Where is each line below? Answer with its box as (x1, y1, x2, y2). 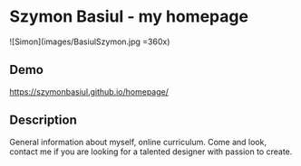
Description (9, 113, 77, 128)
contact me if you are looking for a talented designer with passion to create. (9, 146, 293, 157)
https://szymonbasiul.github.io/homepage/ (9, 86, 170, 97)
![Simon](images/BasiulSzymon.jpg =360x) (9, 36, 170, 47)
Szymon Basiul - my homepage (9, 6, 249, 27)
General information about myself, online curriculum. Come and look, (9, 136, 267, 147)
